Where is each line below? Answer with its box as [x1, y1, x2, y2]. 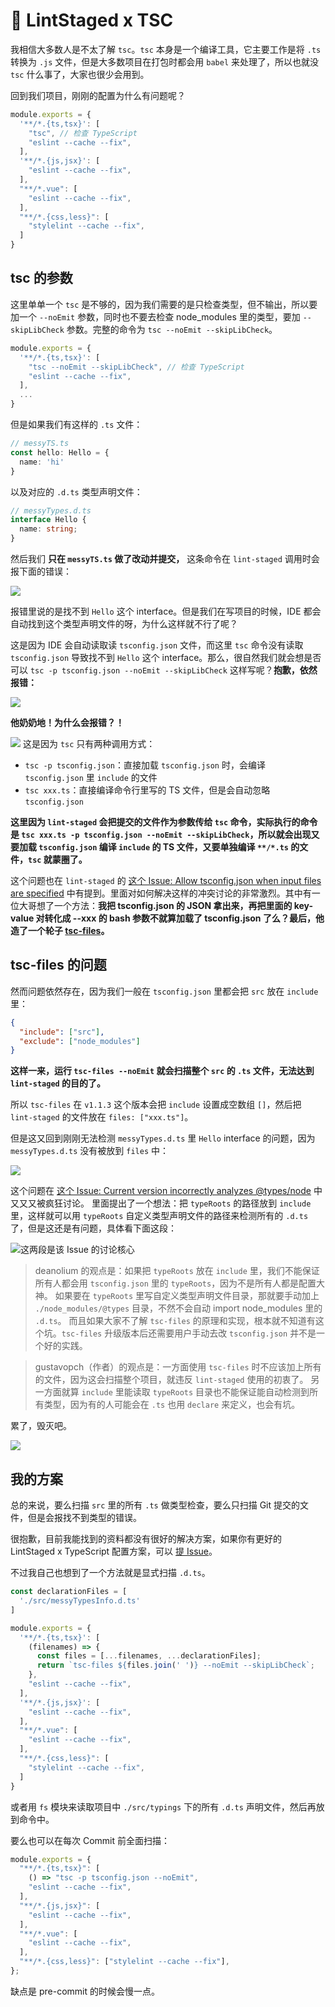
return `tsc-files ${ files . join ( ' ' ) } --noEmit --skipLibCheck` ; [36, 1660, 315, 1671]
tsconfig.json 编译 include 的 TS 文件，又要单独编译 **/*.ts [38, 841, 289, 853]
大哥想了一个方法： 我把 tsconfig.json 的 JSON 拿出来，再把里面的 [18, 900, 293, 911]
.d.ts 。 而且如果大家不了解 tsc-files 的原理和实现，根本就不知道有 [34, 1315, 316, 1327]
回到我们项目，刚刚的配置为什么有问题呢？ [10, 89, 186, 101]
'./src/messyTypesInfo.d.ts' [19, 1596, 141, 1606]
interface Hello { [10, 515, 87, 525]
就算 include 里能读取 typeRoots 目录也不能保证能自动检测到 [61, 1386, 310, 1398]
